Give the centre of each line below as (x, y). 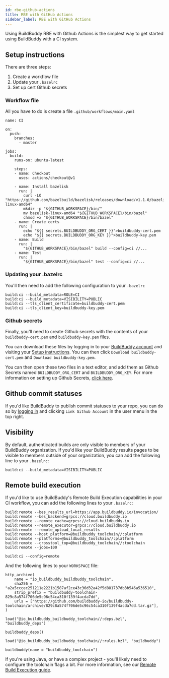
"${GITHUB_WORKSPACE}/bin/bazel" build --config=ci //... (85, 249)
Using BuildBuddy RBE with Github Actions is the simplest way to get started (84, 34)
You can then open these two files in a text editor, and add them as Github (82, 367)
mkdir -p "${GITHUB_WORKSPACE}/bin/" (63, 209)
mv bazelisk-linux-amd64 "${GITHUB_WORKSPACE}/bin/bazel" (85, 213)
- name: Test (28, 253)
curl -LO (32, 196)
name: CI (14, 121)
